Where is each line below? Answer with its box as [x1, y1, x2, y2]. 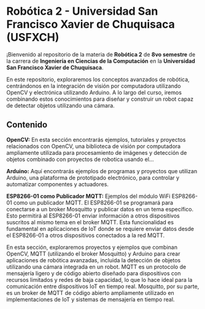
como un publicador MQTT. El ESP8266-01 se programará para [13, 198, 174, 206]
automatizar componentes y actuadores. [6, 180, 109, 188]
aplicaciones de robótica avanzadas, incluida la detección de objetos [6, 256, 181, 264]
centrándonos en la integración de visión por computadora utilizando [6, 82, 181, 90]
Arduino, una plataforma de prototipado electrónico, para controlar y [6, 174, 180, 181]
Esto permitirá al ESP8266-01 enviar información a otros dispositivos [6, 212, 180, 219]
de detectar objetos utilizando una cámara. [6, 101, 115, 109]
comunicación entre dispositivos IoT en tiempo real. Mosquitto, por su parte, [6, 283, 199, 290]
